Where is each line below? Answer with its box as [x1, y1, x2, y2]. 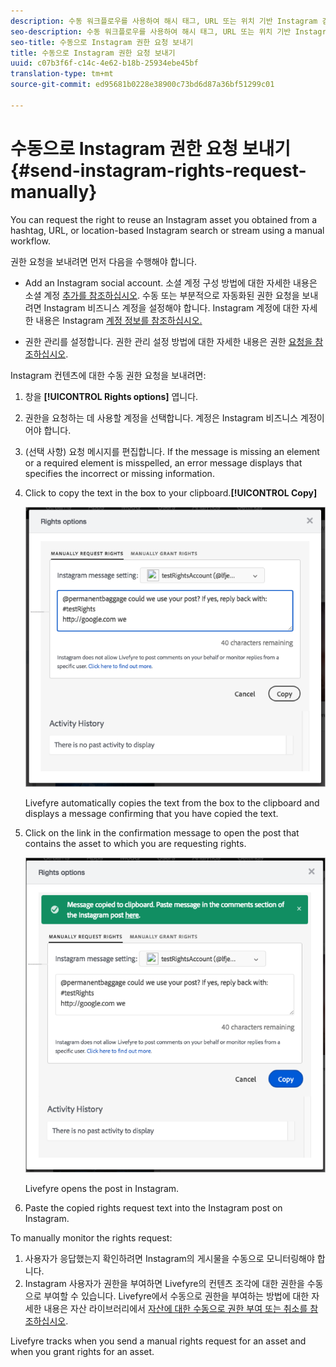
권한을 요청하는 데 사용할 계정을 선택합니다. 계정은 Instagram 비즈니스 [24, 411, 299, 424]
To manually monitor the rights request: [10, 1231, 173, 1244]
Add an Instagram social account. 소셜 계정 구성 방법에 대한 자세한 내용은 [24, 276, 318, 289]
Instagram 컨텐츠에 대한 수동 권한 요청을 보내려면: [10, 369, 207, 381]
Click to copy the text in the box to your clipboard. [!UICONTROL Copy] [24, 486, 318, 499]
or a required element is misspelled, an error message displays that [24, 456, 303, 469]
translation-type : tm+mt [10, 69, 114, 79]
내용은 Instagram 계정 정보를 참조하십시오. [35, 314, 203, 326]
